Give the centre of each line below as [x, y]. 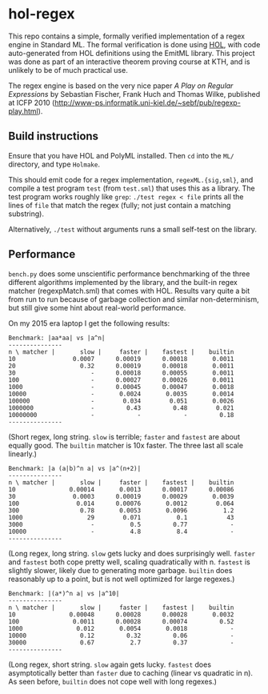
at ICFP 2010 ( [32, 102]
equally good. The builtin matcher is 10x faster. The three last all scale [126, 445]
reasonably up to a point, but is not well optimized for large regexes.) [122, 579]
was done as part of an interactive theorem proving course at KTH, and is [129, 62]
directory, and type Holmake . [54, 164]
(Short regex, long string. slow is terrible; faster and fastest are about [124, 436]
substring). [26, 214]
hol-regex [42, 14]
